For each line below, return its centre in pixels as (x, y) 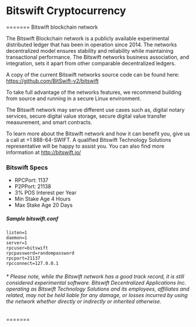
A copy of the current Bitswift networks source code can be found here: (93, 74)
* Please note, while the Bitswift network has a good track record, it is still (95, 276)
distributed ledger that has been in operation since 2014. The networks (92, 45)
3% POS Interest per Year (46, 193)
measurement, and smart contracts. (49, 122)
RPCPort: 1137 (31, 180)
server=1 (17, 243)
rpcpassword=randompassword (40, 253)
